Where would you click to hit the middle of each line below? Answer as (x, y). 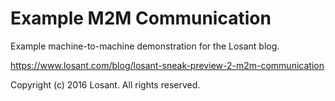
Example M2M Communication (141, 18)
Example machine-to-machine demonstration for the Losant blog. (145, 46)
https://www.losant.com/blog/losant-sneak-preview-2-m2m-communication (167, 65)
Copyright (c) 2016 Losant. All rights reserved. (105, 84)
